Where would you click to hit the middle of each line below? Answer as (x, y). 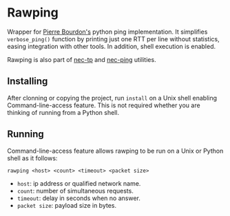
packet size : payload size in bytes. (67, 205)
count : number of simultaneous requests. (75, 191)
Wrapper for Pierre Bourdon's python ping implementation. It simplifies (107, 32)
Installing (28, 82)
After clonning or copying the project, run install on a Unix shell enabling (112, 98)
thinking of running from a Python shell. (63, 112)
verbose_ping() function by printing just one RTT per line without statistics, (113, 39)
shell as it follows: (32, 158)
